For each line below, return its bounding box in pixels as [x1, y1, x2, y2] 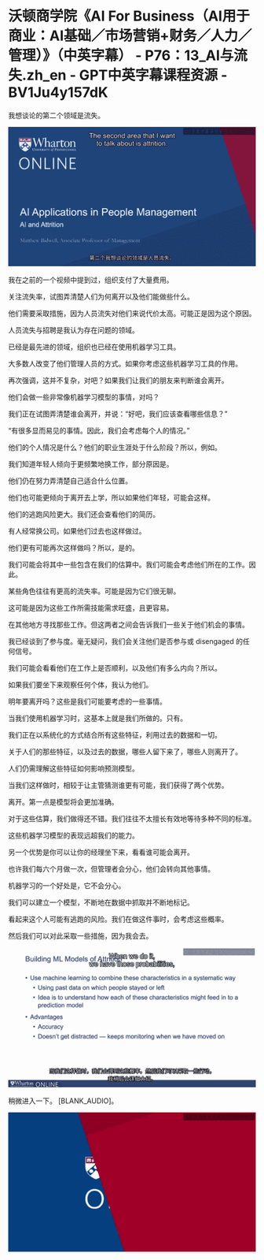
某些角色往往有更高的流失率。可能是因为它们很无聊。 [8, 586, 181, 596]
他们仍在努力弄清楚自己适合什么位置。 [8, 476, 132, 485]
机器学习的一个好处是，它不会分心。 [8, 881, 126, 890]
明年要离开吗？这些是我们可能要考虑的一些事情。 [8, 697, 167, 706]
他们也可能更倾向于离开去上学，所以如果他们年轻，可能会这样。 [8, 493, 214, 503]
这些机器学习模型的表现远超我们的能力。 [8, 831, 139, 840]
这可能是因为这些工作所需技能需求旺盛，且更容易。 [8, 604, 174, 613]
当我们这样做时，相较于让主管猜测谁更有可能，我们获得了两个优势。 [8, 781, 229, 790]
